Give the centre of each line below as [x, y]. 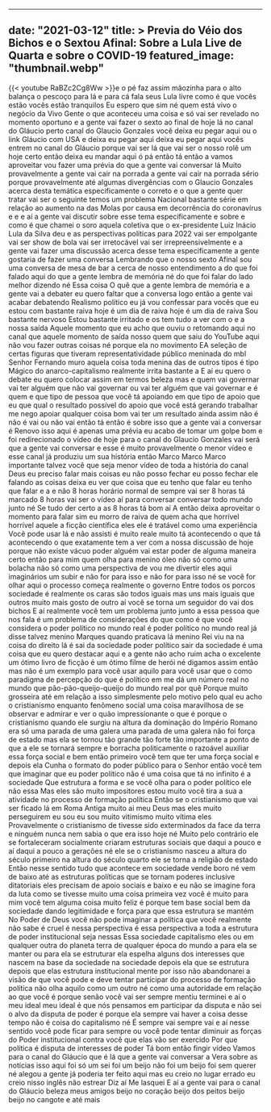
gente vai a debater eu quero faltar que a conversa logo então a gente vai [131, 293]
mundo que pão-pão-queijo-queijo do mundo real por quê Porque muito [128, 688]
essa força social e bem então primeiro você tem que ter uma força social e [134, 756]
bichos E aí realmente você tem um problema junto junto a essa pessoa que [134, 611]
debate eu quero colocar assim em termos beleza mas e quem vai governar [134, 379]
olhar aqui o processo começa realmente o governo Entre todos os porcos [132, 585]
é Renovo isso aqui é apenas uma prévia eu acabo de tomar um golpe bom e [135, 431]
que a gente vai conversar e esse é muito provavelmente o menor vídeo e [130, 448]
